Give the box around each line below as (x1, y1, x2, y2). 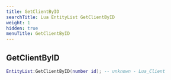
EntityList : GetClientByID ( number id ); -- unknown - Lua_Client (6, 68, 166, 74)
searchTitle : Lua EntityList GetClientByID (6, 14, 115, 20)
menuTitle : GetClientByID (6, 31, 70, 37)
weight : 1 (6, 20, 31, 25)
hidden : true (6, 25, 38, 31)
